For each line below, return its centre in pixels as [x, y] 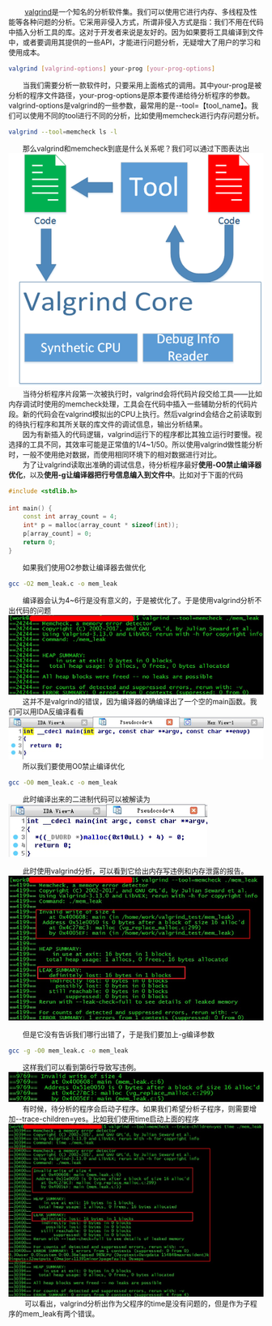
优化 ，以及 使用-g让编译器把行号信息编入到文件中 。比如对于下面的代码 [126, 474]
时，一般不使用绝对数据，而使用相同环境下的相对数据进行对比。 [115, 454]
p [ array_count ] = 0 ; [57, 534]
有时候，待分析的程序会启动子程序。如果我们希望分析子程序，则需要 [136, 1108]
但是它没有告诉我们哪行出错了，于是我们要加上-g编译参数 [119, 1034]
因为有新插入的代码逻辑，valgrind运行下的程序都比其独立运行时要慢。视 [143, 434]
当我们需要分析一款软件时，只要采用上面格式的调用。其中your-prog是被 [142, 85]
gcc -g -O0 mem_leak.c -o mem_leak [68, 1051]
